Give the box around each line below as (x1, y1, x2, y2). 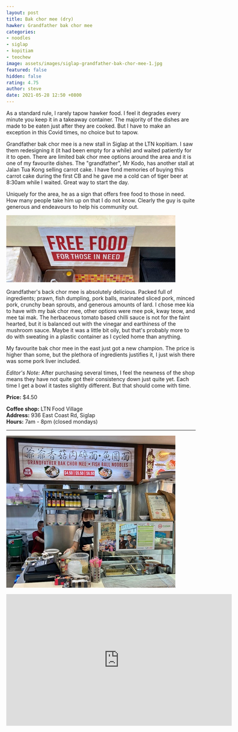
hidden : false (6, 73, 42, 79)
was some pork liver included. (6, 358, 81, 364)
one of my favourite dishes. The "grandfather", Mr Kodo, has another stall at (6, 160, 194, 167)
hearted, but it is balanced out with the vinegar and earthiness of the (6, 320, 176, 327)
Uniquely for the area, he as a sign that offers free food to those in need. (6, 190, 186, 197)
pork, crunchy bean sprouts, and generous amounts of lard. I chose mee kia (6, 301, 194, 308)
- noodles (6, 35, 31, 42)
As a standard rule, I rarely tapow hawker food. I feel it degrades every (6, 110, 181, 117)
